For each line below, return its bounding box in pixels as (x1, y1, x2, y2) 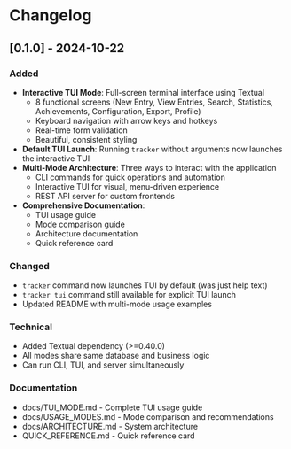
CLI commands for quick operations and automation (35, 172, 226, 182)
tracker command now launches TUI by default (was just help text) (21, 280, 268, 290)
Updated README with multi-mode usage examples (21, 298, 213, 310)
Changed (9, 259, 51, 272)
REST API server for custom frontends (35, 190, 176, 201)
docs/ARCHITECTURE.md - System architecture (21, 421, 198, 431)
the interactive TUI (21, 152, 90, 164)
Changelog (9, 5, 92, 26)
